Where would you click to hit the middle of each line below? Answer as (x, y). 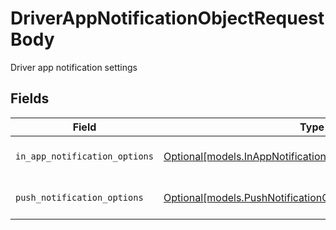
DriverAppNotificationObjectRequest (167, 18)
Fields (30, 98)
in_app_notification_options (84, 156)
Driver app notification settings (74, 67)
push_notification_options (79, 197)
